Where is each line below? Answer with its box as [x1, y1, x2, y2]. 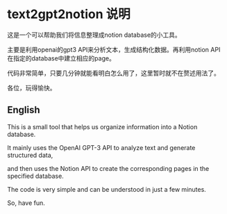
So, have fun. [7, 199, 45, 207]
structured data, [7, 151, 53, 159]
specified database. [7, 172, 64, 180]
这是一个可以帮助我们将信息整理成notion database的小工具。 [7, 31, 182, 39]
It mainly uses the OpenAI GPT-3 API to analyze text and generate [7, 143, 196, 151]
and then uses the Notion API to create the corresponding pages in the [7, 164, 210, 172]
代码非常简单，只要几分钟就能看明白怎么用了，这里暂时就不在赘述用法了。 [7, 69, 220, 77]
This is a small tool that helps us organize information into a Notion [7, 122, 198, 131]
